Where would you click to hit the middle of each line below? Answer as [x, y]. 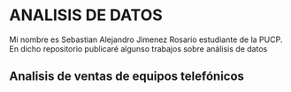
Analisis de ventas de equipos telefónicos [127, 77]
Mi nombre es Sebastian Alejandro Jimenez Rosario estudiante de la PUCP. [146, 39]
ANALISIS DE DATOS [86, 15]
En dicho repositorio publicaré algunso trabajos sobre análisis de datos [138, 48]
